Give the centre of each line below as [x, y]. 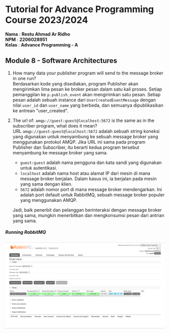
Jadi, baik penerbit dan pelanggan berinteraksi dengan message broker [87, 210]
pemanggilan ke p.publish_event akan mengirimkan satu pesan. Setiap [87, 94]
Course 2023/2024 [47, 20]
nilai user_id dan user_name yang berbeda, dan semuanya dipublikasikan [88, 105]
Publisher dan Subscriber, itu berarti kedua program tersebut [76, 147]
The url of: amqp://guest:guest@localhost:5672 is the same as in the [83, 120]
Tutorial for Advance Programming [80, 9]
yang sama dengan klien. [46, 184]
